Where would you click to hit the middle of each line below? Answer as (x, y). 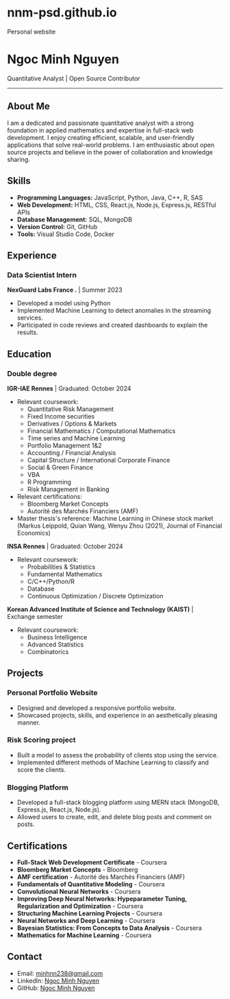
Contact (25, 957)
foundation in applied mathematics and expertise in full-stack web (100, 130)
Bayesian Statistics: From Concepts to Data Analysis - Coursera (109, 928)
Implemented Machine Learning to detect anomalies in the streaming (114, 311)
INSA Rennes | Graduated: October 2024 (65, 546)
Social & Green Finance (60, 467)
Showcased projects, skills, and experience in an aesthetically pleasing (117, 715)
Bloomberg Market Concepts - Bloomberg (77, 869)
